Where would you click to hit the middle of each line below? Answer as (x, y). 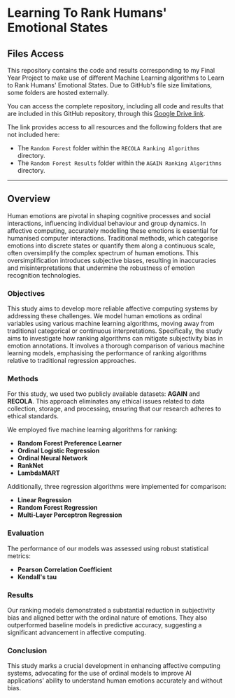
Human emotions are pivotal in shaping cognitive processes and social (109, 215)
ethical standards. (33, 416)
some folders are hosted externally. (58, 93)
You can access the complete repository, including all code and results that (115, 106)
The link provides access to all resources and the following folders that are (115, 127)
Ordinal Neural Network (52, 458)
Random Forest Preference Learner (70, 443)
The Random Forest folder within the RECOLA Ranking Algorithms (108, 148)
